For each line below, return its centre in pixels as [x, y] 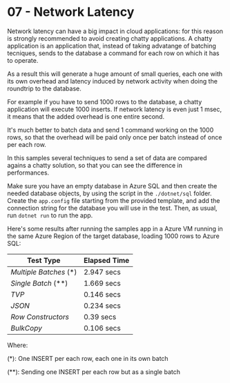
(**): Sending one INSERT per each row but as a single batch [94, 372]
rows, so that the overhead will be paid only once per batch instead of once [115, 137]
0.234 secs [102, 306]
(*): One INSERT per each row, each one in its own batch [88, 358]
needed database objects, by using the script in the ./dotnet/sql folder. [109, 193]
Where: [18, 345]
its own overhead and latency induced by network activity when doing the [112, 81]
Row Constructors [40, 317]
